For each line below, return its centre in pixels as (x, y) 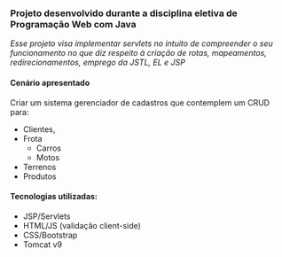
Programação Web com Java (73, 24)
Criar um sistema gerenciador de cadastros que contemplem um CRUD (140, 102)
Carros (48, 148)
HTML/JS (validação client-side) (82, 225)
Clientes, (39, 129)
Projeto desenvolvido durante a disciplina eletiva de (124, 13)
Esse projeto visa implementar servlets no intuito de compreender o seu (141, 43)
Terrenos (39, 167)
